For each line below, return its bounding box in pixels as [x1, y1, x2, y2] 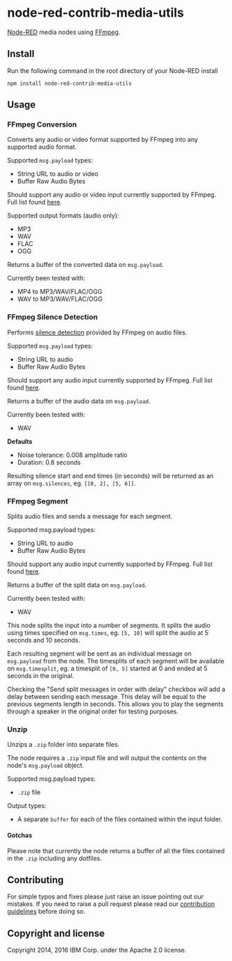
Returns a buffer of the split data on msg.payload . [7, 581, 147, 589]
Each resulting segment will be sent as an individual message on [7, 649, 192, 658]
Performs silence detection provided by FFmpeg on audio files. [7, 328, 188, 337]
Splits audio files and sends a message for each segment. [7, 512, 173, 521]
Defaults [7, 437, 33, 446]
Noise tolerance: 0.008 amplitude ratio [17, 451, 128, 459]
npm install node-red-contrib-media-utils [7, 80, 132, 87]
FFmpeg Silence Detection [7, 312, 99, 322]
